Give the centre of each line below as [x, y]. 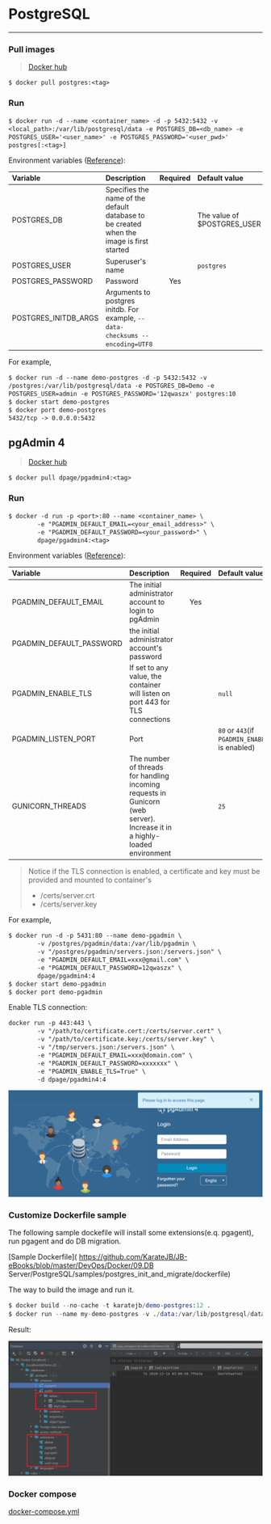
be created [123, 224]
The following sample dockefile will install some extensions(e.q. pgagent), [131, 1233]
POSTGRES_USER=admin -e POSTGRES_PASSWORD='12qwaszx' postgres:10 [122, 394]
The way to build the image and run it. [71, 1290]
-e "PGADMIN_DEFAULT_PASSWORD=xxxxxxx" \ [108, 1063]
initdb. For [122, 310]
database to [125, 216]
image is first [127, 241]
